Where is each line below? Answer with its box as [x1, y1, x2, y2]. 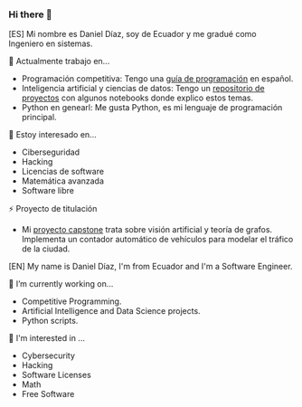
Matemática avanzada [21, 175, 105, 186]
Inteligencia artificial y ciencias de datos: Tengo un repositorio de [21, 83, 265, 94]
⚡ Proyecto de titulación [8, 203, 98, 214]
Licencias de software [21, 166, 105, 177]
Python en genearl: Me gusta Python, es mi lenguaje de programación [21, 102, 283, 113]
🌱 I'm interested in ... [8, 333, 85, 344]
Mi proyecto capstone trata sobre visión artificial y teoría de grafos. [21, 224, 273, 235]
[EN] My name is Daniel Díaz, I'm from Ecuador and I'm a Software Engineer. [8, 261, 293, 272]
